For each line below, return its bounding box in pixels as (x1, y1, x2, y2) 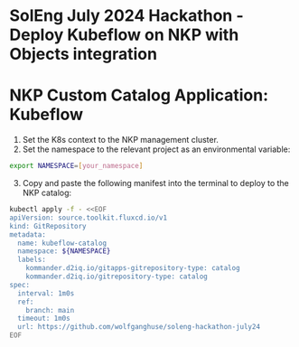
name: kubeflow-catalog (17, 239, 107, 248)
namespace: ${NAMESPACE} (17, 247, 111, 256)
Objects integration (9, 44, 158, 64)
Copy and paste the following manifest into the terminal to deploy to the (22, 178, 289, 188)
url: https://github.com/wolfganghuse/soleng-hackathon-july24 (17, 323, 260, 332)
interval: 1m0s (17, 288, 75, 298)
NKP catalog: (22, 187, 72, 198)
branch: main (25, 305, 75, 314)
